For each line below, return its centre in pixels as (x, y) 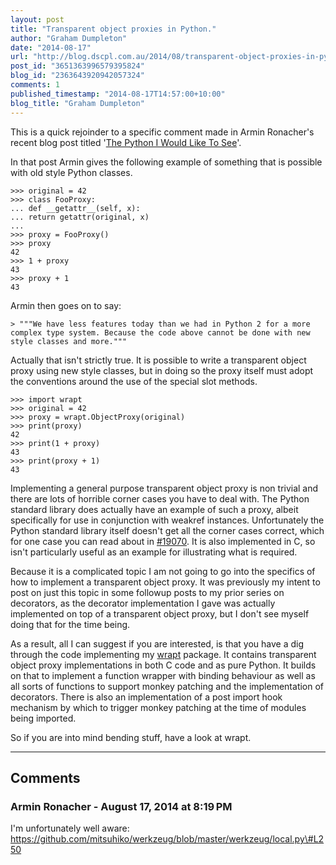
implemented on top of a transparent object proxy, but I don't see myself (160, 613)
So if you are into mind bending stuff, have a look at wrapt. (131, 737)
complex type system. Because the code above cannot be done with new (160, 332)
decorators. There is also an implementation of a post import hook (146, 697)
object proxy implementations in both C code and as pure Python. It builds (163, 665)
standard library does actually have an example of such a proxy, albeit (154, 509)
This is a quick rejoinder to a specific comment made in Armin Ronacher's (162, 132)
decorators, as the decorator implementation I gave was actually (143, 603)
